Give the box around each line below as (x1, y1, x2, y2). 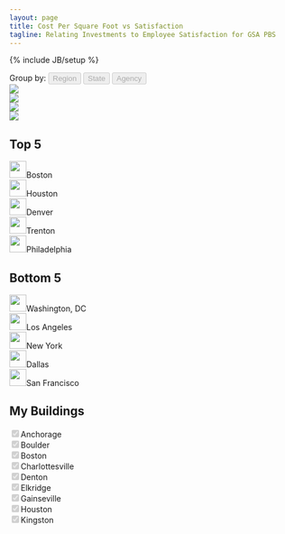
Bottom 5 (9, 270, 61, 285)
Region (52, 74, 78, 84)
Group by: (9, 73, 47, 84)
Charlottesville (21, 461, 75, 472)
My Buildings (9, 403, 85, 419)
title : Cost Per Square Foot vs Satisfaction (9, 22, 183, 31)
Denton (21, 471, 48, 483)
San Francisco (26, 378, 79, 388)
